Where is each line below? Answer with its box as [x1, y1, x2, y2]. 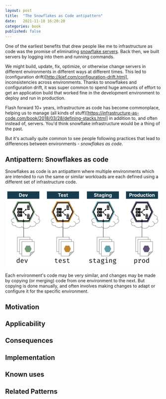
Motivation [5, 303, 40, 311]
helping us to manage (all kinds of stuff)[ [5, 110, 88, 116]
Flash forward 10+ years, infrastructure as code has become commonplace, [5, 105, 160, 111]
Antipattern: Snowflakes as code [5, 155, 109, 163]
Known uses [5, 370, 45, 379]
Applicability [5, 319, 46, 328]
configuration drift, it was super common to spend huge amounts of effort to [5, 84, 161, 90]
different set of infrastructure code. [5, 179, 77, 185]
